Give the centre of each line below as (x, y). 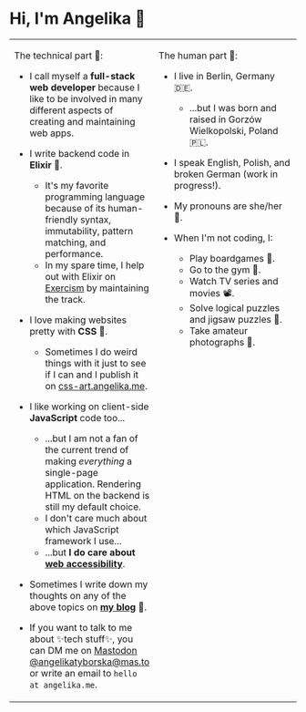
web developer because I (85, 88)
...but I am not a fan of (92, 439)
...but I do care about (90, 552)
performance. (74, 253)
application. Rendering (93, 484)
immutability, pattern (89, 231)
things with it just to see (96, 363)
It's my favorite (77, 185)
